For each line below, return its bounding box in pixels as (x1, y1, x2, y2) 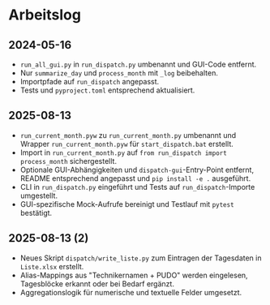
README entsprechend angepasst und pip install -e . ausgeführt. (19, 173, 251, 183)
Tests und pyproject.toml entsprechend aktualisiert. (19, 85, 195, 95)
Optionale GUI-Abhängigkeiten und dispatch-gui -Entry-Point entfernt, (19, 165, 254, 174)
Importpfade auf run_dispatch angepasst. (19, 77, 160, 86)
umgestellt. (19, 191, 58, 200)
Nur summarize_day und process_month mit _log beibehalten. (19, 68, 219, 78)
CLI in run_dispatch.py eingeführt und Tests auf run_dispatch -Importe (19, 182, 255, 191)
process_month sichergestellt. (19, 156, 118, 165)
